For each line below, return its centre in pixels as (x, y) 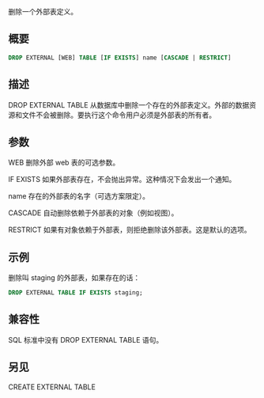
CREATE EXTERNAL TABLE (52, 387)
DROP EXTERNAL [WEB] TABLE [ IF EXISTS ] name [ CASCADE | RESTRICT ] (120, 58)
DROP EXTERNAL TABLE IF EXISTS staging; (76, 293)
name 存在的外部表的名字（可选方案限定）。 (79, 196)
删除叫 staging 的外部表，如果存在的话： (74, 278)
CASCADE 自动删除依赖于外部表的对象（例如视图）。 (93, 213)
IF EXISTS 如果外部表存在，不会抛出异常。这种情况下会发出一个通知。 (122, 180)
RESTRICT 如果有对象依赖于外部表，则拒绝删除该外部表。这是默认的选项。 (130, 230)
